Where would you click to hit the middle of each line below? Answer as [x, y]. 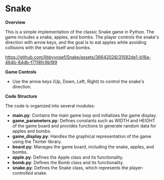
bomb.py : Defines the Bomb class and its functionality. [68, 162]
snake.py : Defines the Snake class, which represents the [70, 168]
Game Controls [21, 72]
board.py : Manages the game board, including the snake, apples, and [83, 146]
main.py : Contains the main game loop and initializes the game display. [84, 115]
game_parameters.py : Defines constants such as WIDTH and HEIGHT [84, 120]
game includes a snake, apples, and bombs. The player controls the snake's [82, 37]
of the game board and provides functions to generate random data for [84, 126]
